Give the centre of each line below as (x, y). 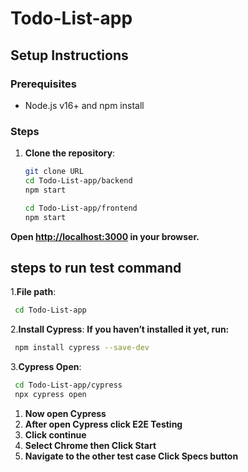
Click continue (55, 434)
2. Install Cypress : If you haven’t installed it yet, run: (120, 329)
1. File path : (33, 292)
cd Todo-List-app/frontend (81, 208)
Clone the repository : (70, 153)
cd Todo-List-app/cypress (68, 385)
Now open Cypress (65, 413)
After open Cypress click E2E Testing (103, 424)
